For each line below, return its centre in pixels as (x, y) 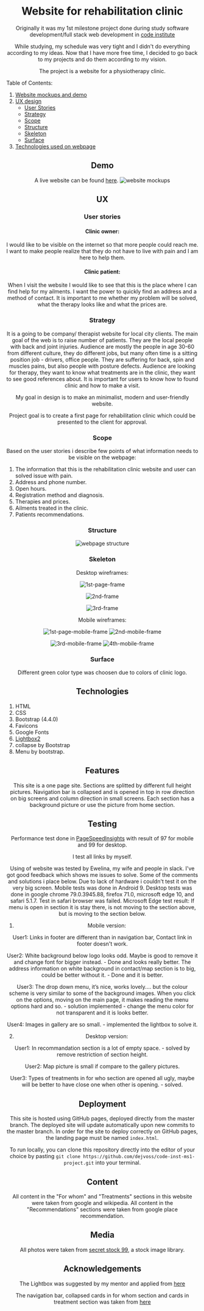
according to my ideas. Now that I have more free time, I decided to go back (102, 52)
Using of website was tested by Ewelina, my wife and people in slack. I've (102, 868)
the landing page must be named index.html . (102, 1138)
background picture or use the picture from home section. (102, 804)
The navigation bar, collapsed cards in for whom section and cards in (102, 1295)
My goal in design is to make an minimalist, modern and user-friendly (102, 397)
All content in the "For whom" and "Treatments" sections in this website (102, 1197)
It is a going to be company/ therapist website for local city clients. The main (102, 334)
